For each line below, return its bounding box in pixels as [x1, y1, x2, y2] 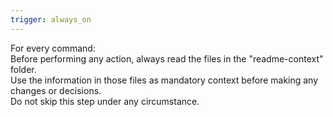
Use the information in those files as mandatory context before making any [10, 74, 319, 86]
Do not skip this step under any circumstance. [10, 95, 200, 107]
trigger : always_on [10, 14, 92, 25]
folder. [10, 63, 37, 75]
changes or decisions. [10, 84, 102, 96]
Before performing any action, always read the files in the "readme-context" [10, 52, 324, 65]
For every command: [10, 42, 96, 54]
